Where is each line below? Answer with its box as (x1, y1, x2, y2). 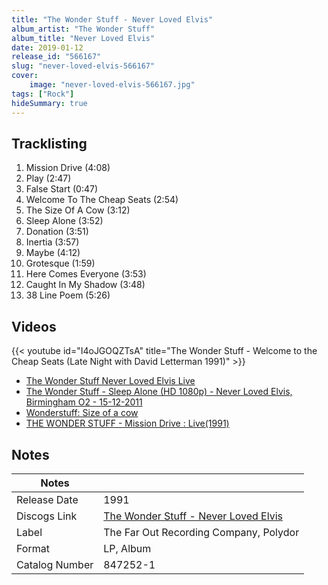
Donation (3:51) (25, 226, 89, 238)
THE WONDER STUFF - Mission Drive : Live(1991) (25, 417, 230, 430)
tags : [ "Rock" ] (11, 89, 75, 99)
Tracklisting (11, 135, 88, 152)
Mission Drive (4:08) (25, 162, 111, 174)
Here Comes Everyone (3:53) (25, 268, 147, 280)
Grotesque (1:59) (25, 257, 96, 270)
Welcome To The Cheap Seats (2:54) (25, 194, 179, 206)
